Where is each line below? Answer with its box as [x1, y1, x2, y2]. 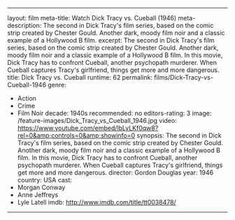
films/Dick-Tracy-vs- [153, 73, 213, 81]
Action [17, 94, 37, 102]
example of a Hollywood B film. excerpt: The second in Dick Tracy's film [7, 36, 215, 44]
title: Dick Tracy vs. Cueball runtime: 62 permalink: [7, 73, 152, 81]
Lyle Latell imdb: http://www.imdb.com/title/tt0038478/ [17, 198, 176, 206]
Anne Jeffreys [17, 191, 59, 199]
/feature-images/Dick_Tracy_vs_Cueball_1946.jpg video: [17, 117, 177, 124]
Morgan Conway [17, 183, 66, 191]
